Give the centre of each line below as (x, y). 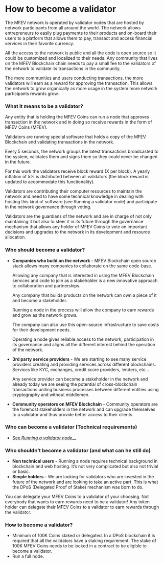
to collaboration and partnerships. (46, 285)
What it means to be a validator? (44, 106)
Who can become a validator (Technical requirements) (71, 427)
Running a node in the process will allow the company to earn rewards (83, 310)
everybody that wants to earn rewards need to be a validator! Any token (78, 502)
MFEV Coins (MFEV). (26, 127)
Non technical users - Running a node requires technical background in (85, 461)
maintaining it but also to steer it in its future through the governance (74, 222)
